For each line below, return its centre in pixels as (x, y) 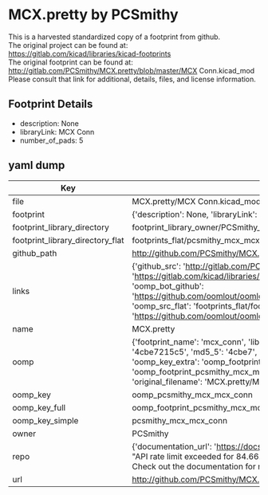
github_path (35, 253)
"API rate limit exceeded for (183, 456)
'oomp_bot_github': (167, 286)
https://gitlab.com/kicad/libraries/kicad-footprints (90, 53)
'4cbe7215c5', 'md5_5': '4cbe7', (194, 352)
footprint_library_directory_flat (68, 240)
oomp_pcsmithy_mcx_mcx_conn (192, 395)
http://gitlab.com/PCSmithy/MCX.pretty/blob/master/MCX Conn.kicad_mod (132, 70)
